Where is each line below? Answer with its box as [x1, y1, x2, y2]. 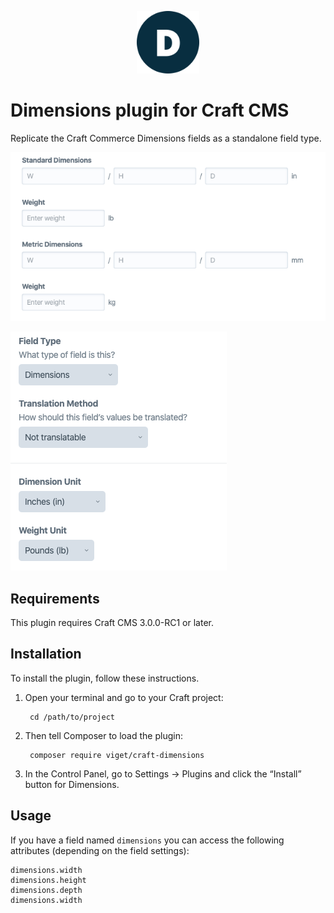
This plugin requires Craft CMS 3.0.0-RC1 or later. [10, 616, 214, 628]
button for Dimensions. [24, 778, 120, 790]
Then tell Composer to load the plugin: [24, 729, 183, 741]
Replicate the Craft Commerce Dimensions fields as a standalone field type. [10, 132, 322, 144]
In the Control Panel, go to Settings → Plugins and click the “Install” [24, 767, 302, 780]
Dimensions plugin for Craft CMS [10, 99, 290, 122]
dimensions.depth [10, 885, 83, 895]
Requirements [10, 590, 100, 607]
